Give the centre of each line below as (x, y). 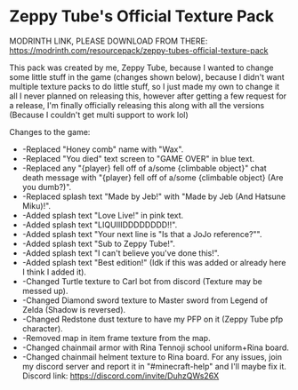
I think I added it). (54, 272)
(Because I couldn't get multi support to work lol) (99, 115)
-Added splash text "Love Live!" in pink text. (103, 215)
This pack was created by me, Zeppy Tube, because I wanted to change (141, 68)
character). (43, 328)
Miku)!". (36, 205)
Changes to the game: (50, 131)
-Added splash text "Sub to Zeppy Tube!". (98, 243)
